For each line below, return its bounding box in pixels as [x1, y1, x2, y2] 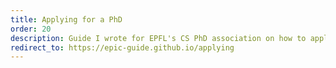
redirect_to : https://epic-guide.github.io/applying [10, 42, 235, 53]
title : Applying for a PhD [10, 14, 123, 25]
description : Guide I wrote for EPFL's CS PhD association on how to [10, 33, 307, 43]
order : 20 [10, 24, 52, 34]
